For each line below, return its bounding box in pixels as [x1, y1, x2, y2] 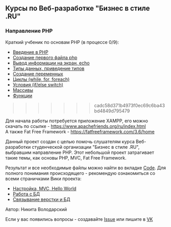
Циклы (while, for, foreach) [12, 76, 70, 82]
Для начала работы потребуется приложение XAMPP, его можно [5, 118, 148, 124]
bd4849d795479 [94, 107, 130, 114]
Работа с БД [12, 191, 40, 197]
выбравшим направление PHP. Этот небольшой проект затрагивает [5, 149, 154, 155]
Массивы [12, 87, 33, 93]
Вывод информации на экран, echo [12, 60, 90, 66]
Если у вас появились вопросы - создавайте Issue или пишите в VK [5, 216, 153, 222]
